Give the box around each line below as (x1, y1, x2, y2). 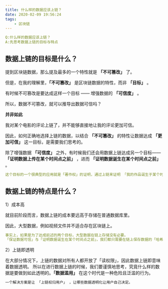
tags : (5, 16, 16, 21)
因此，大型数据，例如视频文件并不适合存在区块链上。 (5, 222, 115, 228)
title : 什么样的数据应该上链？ (5, 7, 62, 12)
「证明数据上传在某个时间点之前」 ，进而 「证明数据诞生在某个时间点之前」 (5, 155, 161, 161)
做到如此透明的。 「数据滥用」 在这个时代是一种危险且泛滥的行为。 (18, 270, 153, 276)
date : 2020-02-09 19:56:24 (5, 12, 61, 17)
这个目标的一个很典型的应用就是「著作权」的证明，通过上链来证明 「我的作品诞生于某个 (5, 172, 160, 177)
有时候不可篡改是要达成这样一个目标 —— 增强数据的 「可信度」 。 (5, 90, 141, 96)
